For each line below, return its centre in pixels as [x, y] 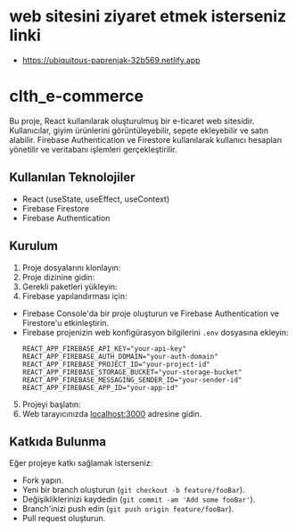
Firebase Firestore [55, 208]
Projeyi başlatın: [52, 404]
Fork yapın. [43, 480]
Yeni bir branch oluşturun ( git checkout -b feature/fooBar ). [133, 490]
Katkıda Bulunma [58, 441]
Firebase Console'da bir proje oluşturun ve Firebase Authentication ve [150, 313]
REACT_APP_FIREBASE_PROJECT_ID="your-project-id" [116, 364]
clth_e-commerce [77, 96]
